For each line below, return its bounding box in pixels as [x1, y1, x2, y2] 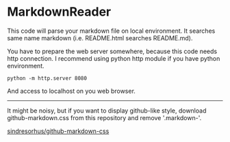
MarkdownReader [7, 4, 112, 20]
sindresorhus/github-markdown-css [7, 127, 110, 135]
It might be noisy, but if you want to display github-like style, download [7, 106, 207, 115]
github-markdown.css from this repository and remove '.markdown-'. [7, 113, 202, 122]
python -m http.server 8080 [7, 74, 88, 82]
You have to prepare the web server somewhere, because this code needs [7, 47, 218, 55]
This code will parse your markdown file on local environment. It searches [7, 27, 216, 35]
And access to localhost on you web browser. [7, 87, 136, 95]
